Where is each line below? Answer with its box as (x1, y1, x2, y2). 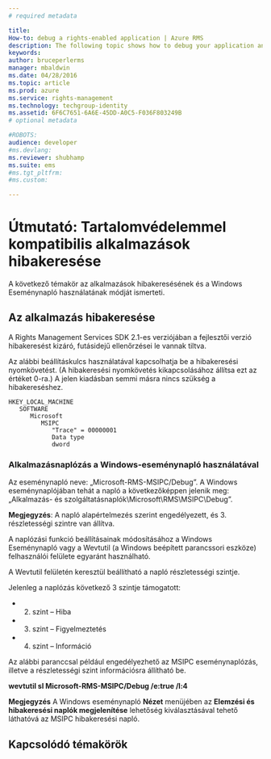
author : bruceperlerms (8, 57, 85, 65)
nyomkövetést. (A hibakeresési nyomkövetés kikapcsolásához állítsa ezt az (8, 365, 257, 375)
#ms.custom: (8, 176, 48, 184)
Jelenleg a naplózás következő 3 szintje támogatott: (8, 583, 181, 593)
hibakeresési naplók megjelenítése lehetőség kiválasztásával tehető (8, 706, 238, 715)
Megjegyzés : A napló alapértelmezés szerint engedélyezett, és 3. (8, 510, 227, 520)
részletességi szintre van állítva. (8, 518, 115, 529)
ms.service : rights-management (8, 94, 114, 102)
